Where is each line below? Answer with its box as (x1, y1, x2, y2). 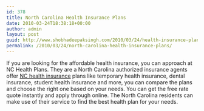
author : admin (6, 25, 42, 32)
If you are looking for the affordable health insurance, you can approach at (6, 59, 192, 67)
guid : (6, 37, 20, 43)
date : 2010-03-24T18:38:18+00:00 (6, 20, 91, 26)
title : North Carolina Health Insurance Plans (6, 15, 126, 21)
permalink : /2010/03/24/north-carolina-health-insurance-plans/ (6, 43, 172, 49)
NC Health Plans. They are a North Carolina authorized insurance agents (6, 66, 188, 73)
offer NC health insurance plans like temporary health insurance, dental (6, 72, 185, 79)
